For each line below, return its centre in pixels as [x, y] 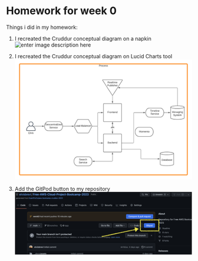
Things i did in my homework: [42, 27]
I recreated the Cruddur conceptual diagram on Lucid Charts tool [93, 56]
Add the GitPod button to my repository [62, 189]
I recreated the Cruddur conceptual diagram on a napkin [83, 38]
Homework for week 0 [61, 11]
